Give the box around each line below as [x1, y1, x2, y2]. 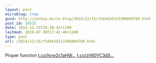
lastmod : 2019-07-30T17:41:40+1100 [5, 30, 78, 35]
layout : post [5, 7, 32, 12]
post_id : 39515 [5, 21, 37, 26]
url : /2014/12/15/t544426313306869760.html [5, 39, 96, 44]
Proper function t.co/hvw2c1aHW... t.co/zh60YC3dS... [5, 52, 115, 58]
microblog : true [5, 12, 39, 17]
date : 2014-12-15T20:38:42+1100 [5, 25, 72, 30]
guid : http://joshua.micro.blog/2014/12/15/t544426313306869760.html [5, 16, 152, 21]
